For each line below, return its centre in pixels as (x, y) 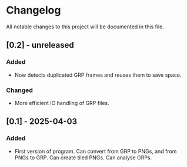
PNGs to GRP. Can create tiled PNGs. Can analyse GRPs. (83, 158)
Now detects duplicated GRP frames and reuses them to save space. (98, 75)
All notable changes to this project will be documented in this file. (85, 27)
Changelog (34, 10)
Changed (20, 90)
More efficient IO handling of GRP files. (62, 103)
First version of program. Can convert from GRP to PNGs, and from (96, 151)
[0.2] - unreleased (40, 45)
